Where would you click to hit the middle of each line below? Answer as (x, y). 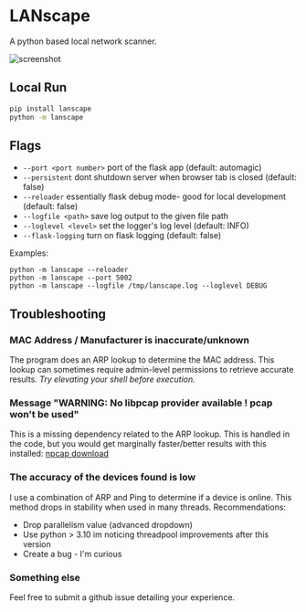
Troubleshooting (58, 314)
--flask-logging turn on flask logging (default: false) (122, 236)
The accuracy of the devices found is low (103, 478)
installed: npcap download (59, 454)
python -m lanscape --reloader (69, 270)
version (37, 543)
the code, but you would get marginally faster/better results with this (138, 444)
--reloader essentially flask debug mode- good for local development (154, 196)
